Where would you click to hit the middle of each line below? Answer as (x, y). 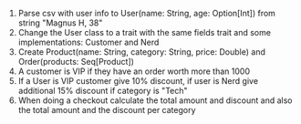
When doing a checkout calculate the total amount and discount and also (156, 100)
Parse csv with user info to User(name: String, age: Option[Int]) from (147, 13)
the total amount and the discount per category (107, 110)
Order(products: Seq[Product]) (76, 62)
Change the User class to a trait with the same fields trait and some (145, 32)
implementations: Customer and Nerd (88, 42)
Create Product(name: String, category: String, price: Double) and (142, 52)
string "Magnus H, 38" (60, 23)
